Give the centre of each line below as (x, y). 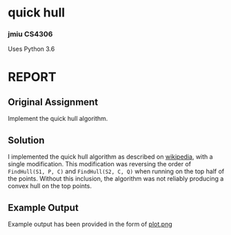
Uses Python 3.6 (31, 49)
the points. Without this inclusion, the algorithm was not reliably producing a (116, 179)
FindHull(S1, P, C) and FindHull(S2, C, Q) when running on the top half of (116, 171)
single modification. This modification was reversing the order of (100, 164)
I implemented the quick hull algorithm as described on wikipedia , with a (110, 157)
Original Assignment (53, 102)
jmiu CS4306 (30, 34)
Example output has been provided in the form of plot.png (90, 224)
